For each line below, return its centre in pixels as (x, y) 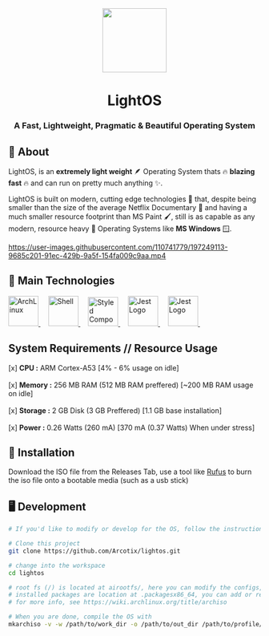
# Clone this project (44, 544)
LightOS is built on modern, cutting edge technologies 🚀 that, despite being (132, 199)
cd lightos (26, 573)
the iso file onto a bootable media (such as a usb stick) (98, 480)
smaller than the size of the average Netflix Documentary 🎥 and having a (128, 207)
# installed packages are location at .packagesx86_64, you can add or (130, 595)
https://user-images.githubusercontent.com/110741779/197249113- (118, 247)
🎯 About (29, 152)
